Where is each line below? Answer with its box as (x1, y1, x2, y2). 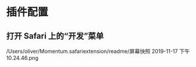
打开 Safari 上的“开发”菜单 (6, 31, 104, 41)
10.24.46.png (6, 55, 39, 61)
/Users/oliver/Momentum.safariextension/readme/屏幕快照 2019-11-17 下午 (6, 48, 190, 55)
